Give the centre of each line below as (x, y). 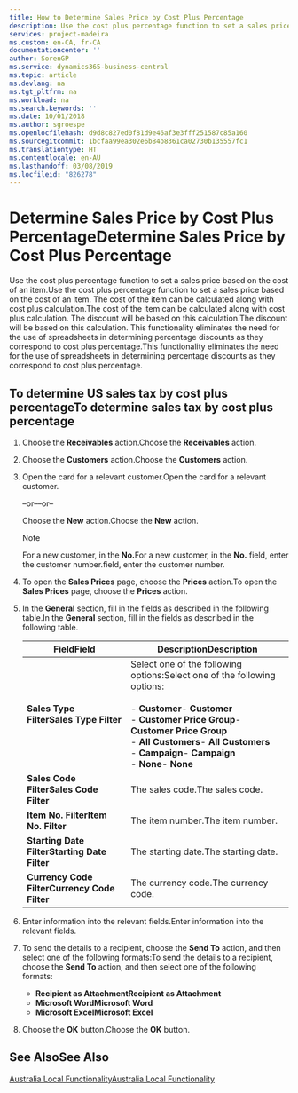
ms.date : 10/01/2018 (47, 116)
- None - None (162, 764)
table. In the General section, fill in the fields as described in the (138, 618)
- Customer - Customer (182, 709)
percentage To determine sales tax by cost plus (141, 407)
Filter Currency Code (71, 888)
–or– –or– (38, 503)
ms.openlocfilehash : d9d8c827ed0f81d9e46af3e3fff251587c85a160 (129, 133)
